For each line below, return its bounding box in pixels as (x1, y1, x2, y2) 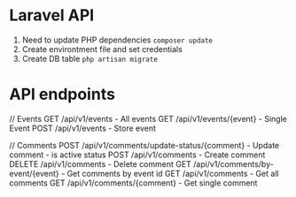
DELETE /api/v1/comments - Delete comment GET (9, 158, 192, 169)
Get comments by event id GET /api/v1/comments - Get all (66, 168, 279, 178)
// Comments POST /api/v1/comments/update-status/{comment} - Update (9, 140, 280, 150)
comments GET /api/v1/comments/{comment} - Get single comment (9, 178, 258, 188)
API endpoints (9, 85, 115, 104)
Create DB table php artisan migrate (21, 53, 158, 64)
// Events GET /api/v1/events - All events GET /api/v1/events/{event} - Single (9, 113, 288, 124)
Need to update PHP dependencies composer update (21, 34, 214, 45)
